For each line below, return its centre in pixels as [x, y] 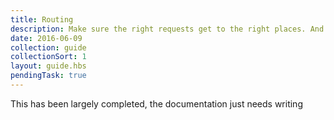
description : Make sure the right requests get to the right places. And [167, 29]
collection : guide [48, 47]
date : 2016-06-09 [46, 38]
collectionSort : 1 [48, 57]
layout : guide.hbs [48, 66]
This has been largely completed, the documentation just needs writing [156, 103]
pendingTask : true [48, 76]
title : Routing [42, 19]
